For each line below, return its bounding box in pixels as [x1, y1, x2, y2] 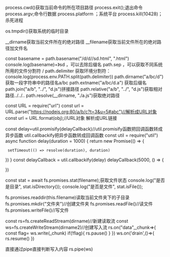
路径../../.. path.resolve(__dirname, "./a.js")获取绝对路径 [5, 92, 120, 98]
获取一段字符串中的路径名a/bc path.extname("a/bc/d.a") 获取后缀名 [5, 80, 147, 86]
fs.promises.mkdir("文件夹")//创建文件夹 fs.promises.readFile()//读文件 [5, 201, 153, 207]
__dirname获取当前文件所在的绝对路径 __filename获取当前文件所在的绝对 [5, 39, 157, 45]
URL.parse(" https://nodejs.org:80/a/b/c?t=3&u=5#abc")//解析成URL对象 [5, 109, 157, 115]
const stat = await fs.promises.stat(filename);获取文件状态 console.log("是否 [5, 177, 165, 183]
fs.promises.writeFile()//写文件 [5, 207, 69, 213]
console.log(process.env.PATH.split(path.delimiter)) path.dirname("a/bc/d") [5, 73, 164, 80]
